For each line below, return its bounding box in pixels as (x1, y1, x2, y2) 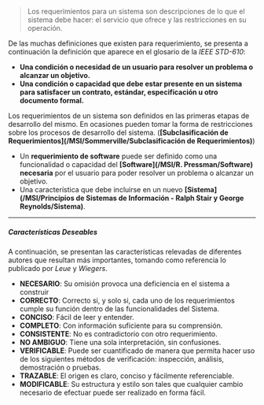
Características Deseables (8, 227, 98, 236)
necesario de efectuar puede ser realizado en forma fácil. (19, 388, 207, 397)
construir (19, 287, 49, 296)
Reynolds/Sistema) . (19, 202, 86, 211)
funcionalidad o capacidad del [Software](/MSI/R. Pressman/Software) (19, 160, 254, 169)
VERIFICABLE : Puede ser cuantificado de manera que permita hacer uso (19, 346, 255, 355)
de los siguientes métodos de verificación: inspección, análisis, (19, 354, 225, 363)
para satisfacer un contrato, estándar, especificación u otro (19, 87, 218, 97)
